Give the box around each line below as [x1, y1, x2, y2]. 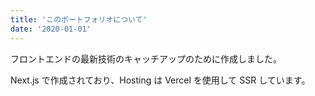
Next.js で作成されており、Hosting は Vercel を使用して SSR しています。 [10, 74, 311, 86]
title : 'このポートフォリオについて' [10, 14, 148, 25]
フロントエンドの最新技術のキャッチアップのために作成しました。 [10, 52, 282, 65]
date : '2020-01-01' [10, 24, 92, 34]
